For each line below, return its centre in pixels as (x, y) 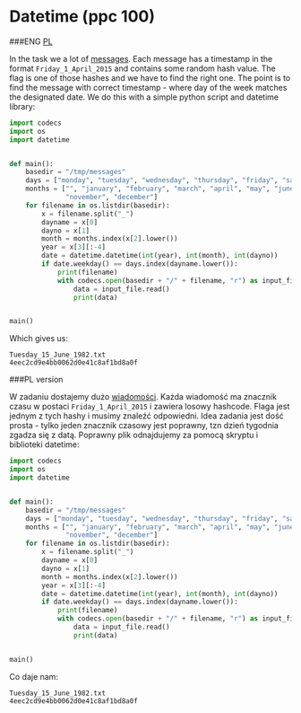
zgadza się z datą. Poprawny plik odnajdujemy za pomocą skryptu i (133, 435)
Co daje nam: (34, 676)
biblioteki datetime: (44, 445)
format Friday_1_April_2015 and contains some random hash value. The (142, 68)
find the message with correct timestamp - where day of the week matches (148, 87)
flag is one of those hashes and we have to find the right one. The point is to (150, 77)
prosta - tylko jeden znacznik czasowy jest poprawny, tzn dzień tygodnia (144, 426)
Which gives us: (39, 339)
